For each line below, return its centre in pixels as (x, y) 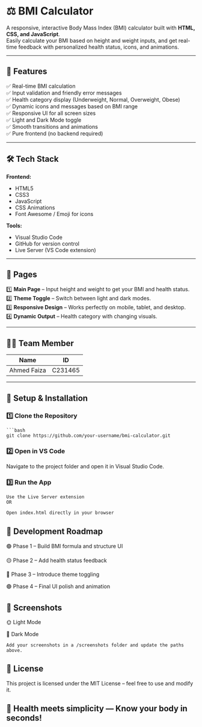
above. (14, 651)
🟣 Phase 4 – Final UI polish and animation (58, 586)
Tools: (14, 225)
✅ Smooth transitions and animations (52, 126)
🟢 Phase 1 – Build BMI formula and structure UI (65, 546)
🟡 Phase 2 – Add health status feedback (57, 560)
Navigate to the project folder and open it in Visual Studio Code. (85, 466)
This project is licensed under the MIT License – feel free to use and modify (100, 683)
